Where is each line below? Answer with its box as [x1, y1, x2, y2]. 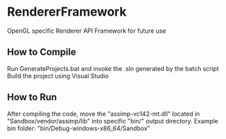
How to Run [7, 91, 57, 103]
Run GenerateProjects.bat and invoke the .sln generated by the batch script [7, 64, 219, 72]
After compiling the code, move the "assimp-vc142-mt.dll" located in [7, 110, 200, 118]
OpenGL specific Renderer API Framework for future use [7, 27, 167, 35]
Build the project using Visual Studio [7, 72, 109, 80]
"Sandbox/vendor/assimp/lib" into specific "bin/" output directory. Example [7, 117, 218, 125]
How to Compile [7, 46, 76, 58]
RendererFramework [7, 4, 127, 20]
